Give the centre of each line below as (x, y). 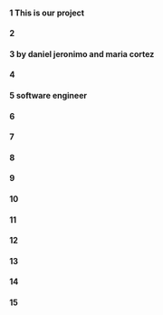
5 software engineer (48, 95)
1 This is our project (47, 13)
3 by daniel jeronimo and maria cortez (82, 53)
